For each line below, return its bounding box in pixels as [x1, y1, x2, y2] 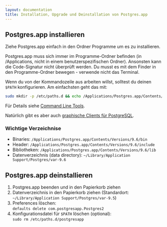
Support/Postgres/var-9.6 [12, 158, 66, 163]
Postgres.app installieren [5, 30, 85, 39]
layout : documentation [5, 7, 52, 12]
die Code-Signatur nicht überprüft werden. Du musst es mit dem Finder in [5, 64, 156, 70]
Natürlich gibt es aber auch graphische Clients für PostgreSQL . [5, 113, 134, 119]
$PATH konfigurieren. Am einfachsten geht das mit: [5, 84, 108, 90]
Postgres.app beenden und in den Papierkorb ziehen [12, 184, 121, 190]
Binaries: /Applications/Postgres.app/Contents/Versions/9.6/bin [12, 136, 148, 142]
